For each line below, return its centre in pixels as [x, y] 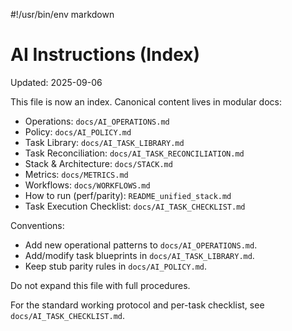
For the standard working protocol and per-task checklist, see [137, 305]
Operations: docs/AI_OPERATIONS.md [97, 121]
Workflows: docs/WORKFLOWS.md [87, 185]
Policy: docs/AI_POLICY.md [78, 131]
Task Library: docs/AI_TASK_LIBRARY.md [104, 142]
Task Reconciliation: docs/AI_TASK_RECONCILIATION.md [134, 153]
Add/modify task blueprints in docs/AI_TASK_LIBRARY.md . [139, 255]
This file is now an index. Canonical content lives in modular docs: [146, 101]
